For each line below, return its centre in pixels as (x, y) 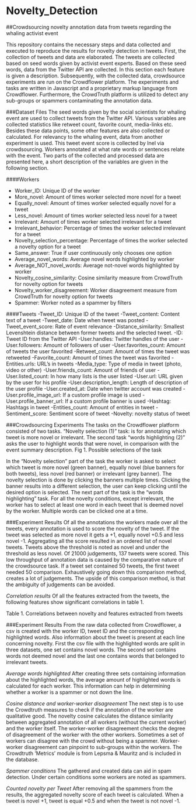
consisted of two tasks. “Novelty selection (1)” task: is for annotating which (96, 431)
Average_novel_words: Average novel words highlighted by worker (94, 259)
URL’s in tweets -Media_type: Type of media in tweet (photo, (110, 364)
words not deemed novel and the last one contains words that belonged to (95, 656)
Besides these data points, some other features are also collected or (88, 131)
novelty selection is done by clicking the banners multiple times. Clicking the (98, 480)
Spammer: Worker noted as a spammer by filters (73, 302)
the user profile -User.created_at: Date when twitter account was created (94, 388)
